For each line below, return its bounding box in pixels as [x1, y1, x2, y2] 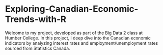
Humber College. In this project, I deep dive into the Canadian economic [5, 35, 151, 41]
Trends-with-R [5, 14, 66, 25]
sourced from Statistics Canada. [5, 45, 70, 51]
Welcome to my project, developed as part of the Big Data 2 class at [5, 30, 143, 36]
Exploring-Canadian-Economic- [5, 3, 138, 15]
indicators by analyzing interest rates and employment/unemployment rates [5, 40, 158, 46]
